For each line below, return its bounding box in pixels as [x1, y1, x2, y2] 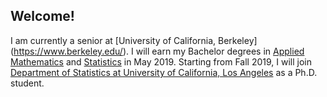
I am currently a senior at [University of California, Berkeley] [10, 34, 258, 46]
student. [10, 77, 45, 89]
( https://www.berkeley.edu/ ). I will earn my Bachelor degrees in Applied [10, 45, 305, 57]
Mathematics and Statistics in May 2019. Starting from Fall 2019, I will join [10, 55, 312, 68]
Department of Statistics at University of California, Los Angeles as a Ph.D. [10, 66, 318, 78]
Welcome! [10, 8, 75, 25]
